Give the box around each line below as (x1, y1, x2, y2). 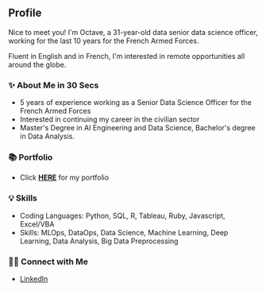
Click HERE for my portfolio (19, 173, 110, 182)
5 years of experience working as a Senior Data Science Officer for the (19, 98, 252, 107)
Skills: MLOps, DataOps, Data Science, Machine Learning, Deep (19, 227, 229, 237)
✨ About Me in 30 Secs (8, 80, 99, 91)
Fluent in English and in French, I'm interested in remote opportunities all (8, 51, 245, 60)
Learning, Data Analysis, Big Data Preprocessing (19, 236, 179, 246)
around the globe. (8, 60, 67, 69)
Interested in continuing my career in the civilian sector (19, 114, 200, 124)
